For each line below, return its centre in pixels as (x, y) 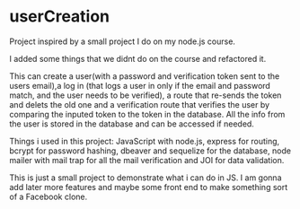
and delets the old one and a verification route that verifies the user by (140, 104)
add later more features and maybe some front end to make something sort (149, 187)
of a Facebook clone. (49, 196)
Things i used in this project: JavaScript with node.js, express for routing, (145, 141)
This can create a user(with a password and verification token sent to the (145, 76)
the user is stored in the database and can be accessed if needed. (132, 124)
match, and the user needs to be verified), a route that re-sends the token (146, 95)
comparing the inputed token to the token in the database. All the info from (147, 114)
